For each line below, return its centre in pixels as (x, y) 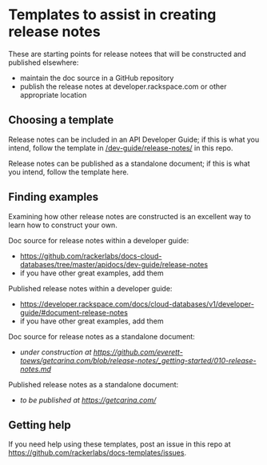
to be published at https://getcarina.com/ (88, 400)
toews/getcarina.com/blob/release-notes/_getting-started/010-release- (138, 360)
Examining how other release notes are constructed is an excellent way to (130, 216)
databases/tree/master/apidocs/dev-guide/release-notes (114, 264)
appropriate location (53, 94)
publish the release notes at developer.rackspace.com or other (123, 86)
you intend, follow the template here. (69, 172)
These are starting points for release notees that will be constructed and (127, 54)
